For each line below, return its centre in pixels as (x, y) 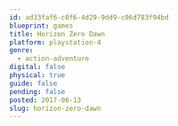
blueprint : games (41, 26)
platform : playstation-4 (55, 42)
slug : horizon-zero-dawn (55, 108)
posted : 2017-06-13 (45, 100)
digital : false (37, 67)
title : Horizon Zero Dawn (57, 34)
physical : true (37, 75)
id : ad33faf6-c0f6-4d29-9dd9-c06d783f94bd (89, 17)
